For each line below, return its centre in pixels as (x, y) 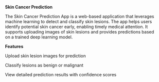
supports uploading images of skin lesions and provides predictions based (80, 32)
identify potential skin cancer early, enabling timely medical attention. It (77, 27)
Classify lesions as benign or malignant (44, 65)
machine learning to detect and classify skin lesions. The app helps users (79, 22)
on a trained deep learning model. (39, 37)
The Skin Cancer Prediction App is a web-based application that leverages (80, 16)
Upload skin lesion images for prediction (45, 56)
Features (14, 46)
